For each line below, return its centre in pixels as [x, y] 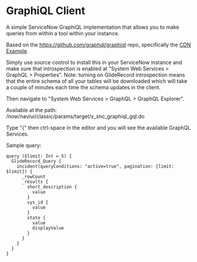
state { [36, 218]
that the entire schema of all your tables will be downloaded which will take [97, 81]
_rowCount [33, 177]
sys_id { [38, 202]
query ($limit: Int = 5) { [39, 156]
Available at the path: [31, 110]
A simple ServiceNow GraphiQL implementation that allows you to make [93, 27]
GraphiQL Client [46, 11]
